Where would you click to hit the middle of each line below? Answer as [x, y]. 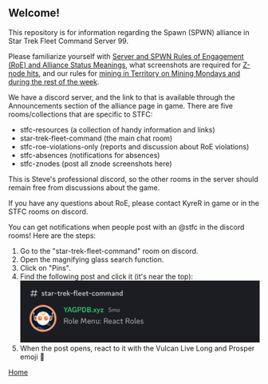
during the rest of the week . [54, 81]
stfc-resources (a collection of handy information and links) [117, 129]
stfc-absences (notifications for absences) [90, 155]
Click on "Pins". [45, 267]
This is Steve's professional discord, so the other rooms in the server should [134, 179]
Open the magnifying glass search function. [92, 259]
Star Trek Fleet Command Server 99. [69, 41]
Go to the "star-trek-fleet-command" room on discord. [109, 251]
